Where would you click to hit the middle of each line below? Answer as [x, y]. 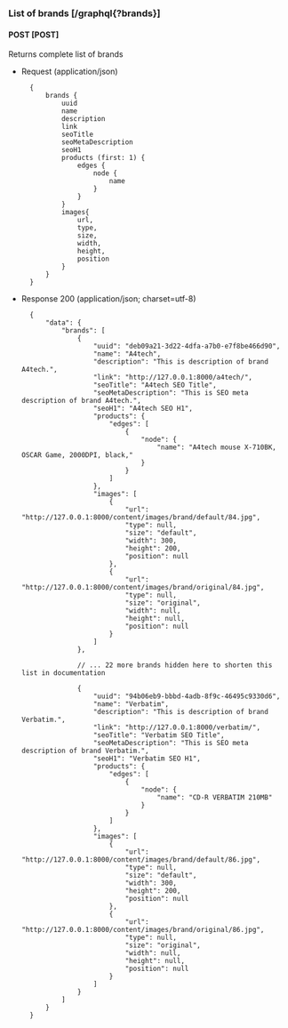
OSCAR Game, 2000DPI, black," [77, 455]
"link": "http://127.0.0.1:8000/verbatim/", [177, 727]
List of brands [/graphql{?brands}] [84, 13]
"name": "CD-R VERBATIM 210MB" [215, 798]
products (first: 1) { [103, 158]
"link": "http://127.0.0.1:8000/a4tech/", [173, 377]
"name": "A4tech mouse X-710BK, [216, 447]
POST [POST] [34, 35]
